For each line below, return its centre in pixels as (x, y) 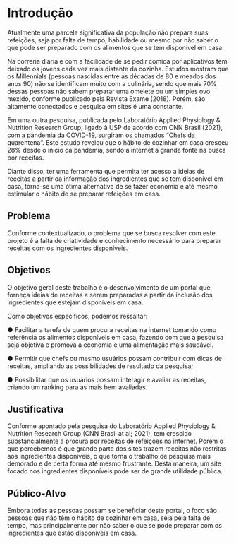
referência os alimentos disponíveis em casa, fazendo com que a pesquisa (116, 337)
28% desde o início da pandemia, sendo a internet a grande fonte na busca (117, 150)
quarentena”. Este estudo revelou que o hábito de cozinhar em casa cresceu (118, 142)
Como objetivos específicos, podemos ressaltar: (77, 316)
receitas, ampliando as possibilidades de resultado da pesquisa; (100, 366)
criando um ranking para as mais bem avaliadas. (77, 387)
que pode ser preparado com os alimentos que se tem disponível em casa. (116, 47)
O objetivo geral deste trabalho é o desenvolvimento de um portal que (109, 287)
